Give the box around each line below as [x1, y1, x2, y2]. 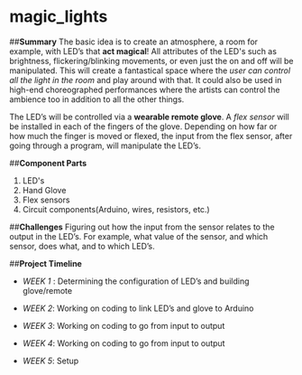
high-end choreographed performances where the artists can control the [9, 84, 280, 95]
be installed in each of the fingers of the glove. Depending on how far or [9, 120, 278, 132]
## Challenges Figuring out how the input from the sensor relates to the [9, 221, 275, 232]
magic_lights [9, 6, 108, 27]
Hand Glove [22, 184, 67, 195]
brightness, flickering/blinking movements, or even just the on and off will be [9, 55, 295, 66]
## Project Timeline [9, 258, 83, 268]
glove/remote [22, 285, 73, 295]
